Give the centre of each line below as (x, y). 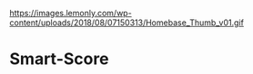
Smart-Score (59, 59)
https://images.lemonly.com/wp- (71, 13)
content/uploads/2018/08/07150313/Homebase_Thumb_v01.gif (126, 23)
